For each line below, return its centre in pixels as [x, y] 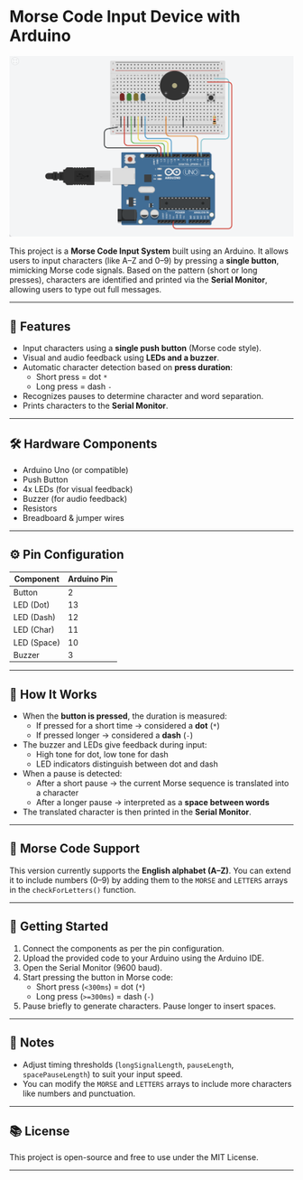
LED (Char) [34, 630]
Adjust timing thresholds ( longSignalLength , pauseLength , [128, 1064]
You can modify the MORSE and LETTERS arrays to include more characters [157, 1083]
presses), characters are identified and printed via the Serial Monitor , [138, 280]
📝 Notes [32, 1043]
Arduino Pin [90, 579]
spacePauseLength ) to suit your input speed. [102, 1074]
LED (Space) [37, 642]
